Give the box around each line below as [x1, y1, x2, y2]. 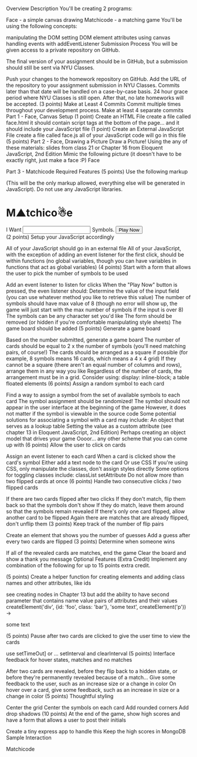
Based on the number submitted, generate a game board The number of [6, 336, 181, 343]
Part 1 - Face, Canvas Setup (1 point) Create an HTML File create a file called [6, 113, 191, 120]
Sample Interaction [6, 734, 52, 741]
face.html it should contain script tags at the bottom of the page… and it [6, 119, 180, 126]
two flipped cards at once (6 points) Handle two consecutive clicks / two [6, 477, 182, 484]
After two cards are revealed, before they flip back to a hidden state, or [6, 667, 178, 675]
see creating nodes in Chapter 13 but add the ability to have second [6, 591, 169, 598]
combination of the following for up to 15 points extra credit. [6, 561, 151, 569]
